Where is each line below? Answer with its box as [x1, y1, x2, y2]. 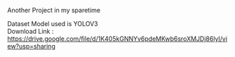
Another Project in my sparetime [7, 6, 101, 14]
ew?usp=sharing [7, 42, 56, 50]
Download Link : [7, 27, 54, 35]
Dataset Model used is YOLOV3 [7, 20, 98, 27]
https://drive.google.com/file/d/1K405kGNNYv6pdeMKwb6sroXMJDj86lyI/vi [7, 34, 228, 43]
